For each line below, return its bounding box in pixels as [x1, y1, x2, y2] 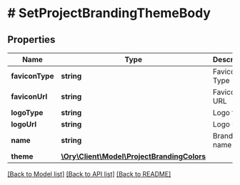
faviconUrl [11, 91, 48, 101]
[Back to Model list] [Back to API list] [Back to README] [7, 170, 171, 178]
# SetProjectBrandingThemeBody [7, 5, 211, 21]
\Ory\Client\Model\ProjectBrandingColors [60, 151, 206, 161]
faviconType [11, 71, 54, 81]
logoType [11, 108, 44, 117]
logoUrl [11, 119, 37, 129]
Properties [7, 34, 56, 46]
